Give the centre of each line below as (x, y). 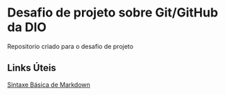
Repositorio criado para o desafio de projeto (70, 46)
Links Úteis (32, 68)
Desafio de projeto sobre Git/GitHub (113, 13)
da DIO (27, 27)
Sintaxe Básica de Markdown (49, 85)
